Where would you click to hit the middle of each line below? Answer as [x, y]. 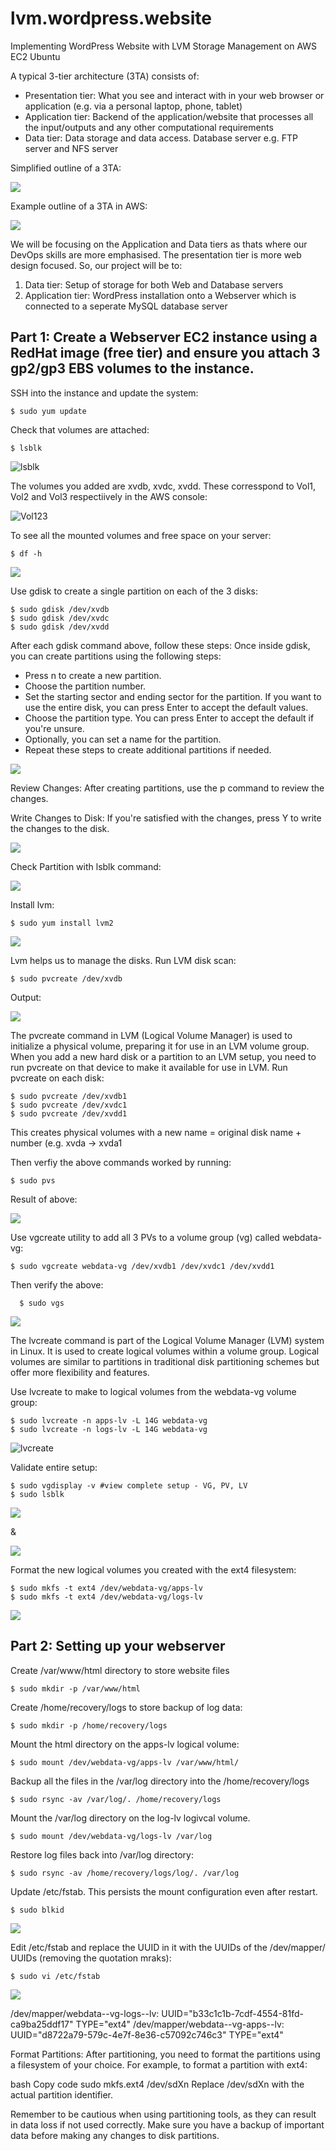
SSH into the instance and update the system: [104, 393]
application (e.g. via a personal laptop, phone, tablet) [133, 106]
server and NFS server [71, 148]
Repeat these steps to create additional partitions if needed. [148, 749]
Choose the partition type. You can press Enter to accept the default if [169, 718]
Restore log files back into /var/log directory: [102, 1854]
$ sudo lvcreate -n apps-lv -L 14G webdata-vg [109, 1420]
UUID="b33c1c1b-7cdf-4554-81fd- [232, 2013]
